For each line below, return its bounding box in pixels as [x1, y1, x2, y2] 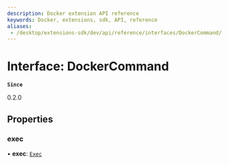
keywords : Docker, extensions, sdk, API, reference [7, 16, 157, 23]
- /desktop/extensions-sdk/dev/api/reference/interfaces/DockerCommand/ [10, 29, 223, 36]
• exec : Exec [7, 149, 42, 158]
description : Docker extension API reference [7, 10, 139, 17]
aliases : [7, 23, 32, 30]
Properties [7, 113, 53, 125]
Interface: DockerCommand [7, 59, 169, 74]
